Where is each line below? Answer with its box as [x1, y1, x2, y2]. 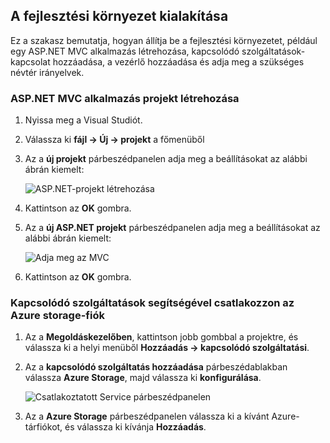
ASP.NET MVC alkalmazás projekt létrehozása [10, 91, 240, 105]
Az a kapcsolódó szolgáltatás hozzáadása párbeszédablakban [24, 361, 288, 373]
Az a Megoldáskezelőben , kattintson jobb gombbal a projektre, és [24, 331, 299, 343]
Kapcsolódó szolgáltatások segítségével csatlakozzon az [10, 296, 295, 310]
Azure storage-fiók [10, 309, 105, 323]
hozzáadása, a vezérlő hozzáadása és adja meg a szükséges [52, 55, 305, 68]
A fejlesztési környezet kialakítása [10, 8, 229, 25]
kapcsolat [10, 55, 51, 68]
